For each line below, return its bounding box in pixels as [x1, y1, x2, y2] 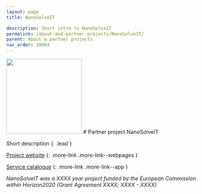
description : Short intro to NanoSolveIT [6, 25, 112, 31]
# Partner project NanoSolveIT [83, 129, 159, 135]
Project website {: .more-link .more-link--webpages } [6, 151, 138, 159]
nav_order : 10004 [6, 42, 50, 48]
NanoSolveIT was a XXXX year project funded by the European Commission [6, 175, 197, 182]
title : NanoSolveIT [6, 14, 55, 20]
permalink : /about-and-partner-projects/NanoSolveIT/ [6, 31, 145, 37]
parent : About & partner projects [6, 37, 93, 43]
